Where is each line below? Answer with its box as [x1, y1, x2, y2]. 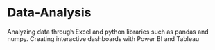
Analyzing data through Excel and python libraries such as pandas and [7, 27, 209, 36]
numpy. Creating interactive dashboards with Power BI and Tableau [7, 34, 200, 42]
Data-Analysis [7, 5, 92, 21]
